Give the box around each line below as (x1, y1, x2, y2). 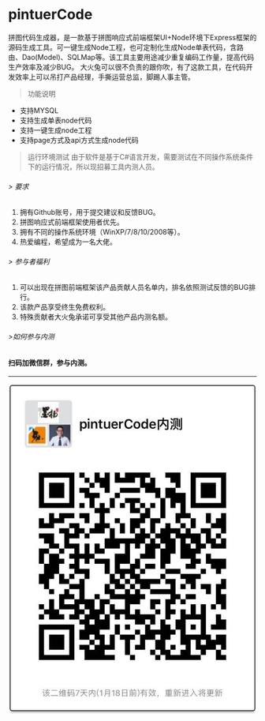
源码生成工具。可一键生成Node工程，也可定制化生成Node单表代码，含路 (8, 42, 244, 52)
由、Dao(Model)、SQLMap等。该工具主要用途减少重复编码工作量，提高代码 (8, 52, 255, 62)
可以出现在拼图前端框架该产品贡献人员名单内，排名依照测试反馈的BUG (19, 283, 249, 292)
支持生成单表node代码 (19, 115, 92, 125)
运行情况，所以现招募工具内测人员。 (41, 162, 159, 171)
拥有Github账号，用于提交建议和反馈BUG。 (19, 208, 160, 217)
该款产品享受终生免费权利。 (19, 302, 110, 312)
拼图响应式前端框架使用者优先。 (19, 217, 124, 227)
